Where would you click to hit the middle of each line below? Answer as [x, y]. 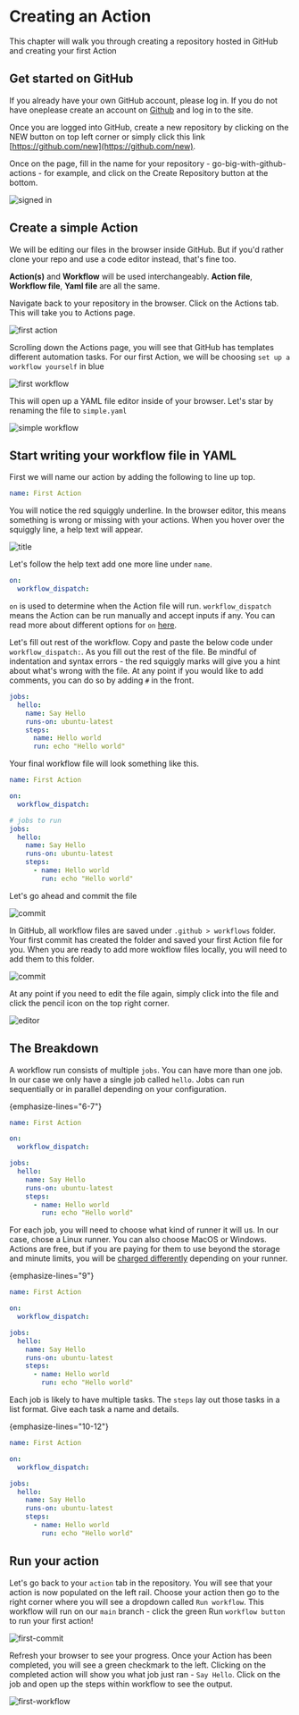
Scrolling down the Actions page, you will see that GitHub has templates [142, 347]
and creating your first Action [63, 50]
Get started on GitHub [71, 79]
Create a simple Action [74, 228]
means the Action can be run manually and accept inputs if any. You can [142, 615]
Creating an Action [80, 17]
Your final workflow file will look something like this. [104, 764]
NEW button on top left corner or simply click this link [107, 137]
